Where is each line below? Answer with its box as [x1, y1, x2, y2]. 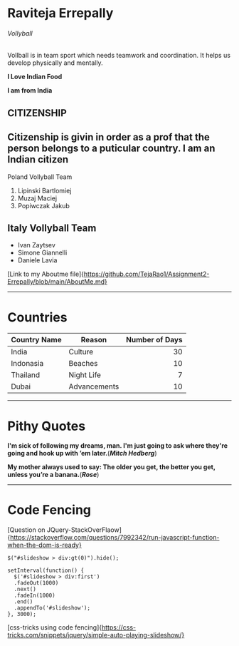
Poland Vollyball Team [7, 173, 73, 181]
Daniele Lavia [17, 256, 58, 265]
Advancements [68, 381, 119, 391]
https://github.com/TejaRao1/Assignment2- [83, 270, 210, 279]
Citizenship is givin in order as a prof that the [7, 131, 210, 143]
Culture [68, 347, 94, 357]
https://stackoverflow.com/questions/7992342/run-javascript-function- [9, 533, 220, 542]
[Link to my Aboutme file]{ [7, 270, 84, 279]
